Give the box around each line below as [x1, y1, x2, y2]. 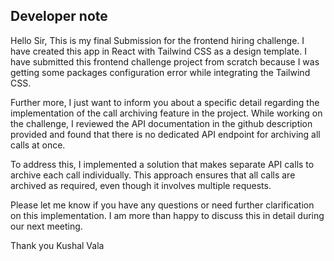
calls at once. [10, 139, 66, 151]
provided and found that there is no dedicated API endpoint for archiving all [10, 128, 321, 140]
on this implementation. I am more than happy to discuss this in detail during [10, 209, 325, 221]
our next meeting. [10, 220, 83, 232]
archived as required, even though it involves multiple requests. [10, 179, 272, 191]
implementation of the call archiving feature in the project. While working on [10, 107, 323, 119]
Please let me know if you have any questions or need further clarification [10, 199, 315, 211]
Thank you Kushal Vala [10, 239, 105, 251]
